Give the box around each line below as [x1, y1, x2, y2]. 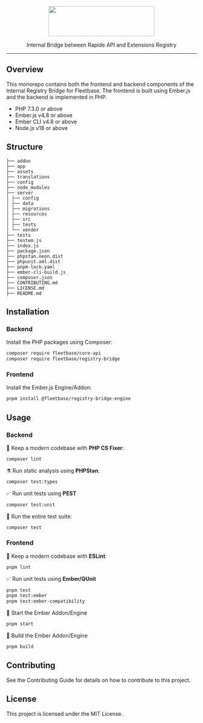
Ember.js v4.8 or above [14, 111, 73, 119]
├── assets [6, 168, 34, 175]
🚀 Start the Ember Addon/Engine [6, 609, 88, 617]
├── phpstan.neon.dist [6, 253, 63, 260]
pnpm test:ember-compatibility [6, 598, 85, 604]
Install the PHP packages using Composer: [6, 339, 113, 346]
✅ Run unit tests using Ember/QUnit [6, 575, 97, 582]
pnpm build [6, 644, 34, 650]
